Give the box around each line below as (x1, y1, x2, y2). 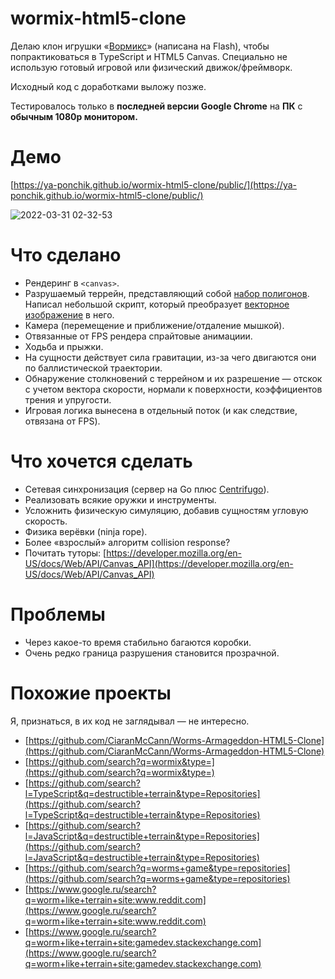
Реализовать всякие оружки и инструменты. (24, 493, 217, 506)
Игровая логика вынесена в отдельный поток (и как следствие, (24, 404, 298, 416)
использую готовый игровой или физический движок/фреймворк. (10, 61, 293, 73)
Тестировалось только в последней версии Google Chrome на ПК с (10, 100, 303, 112)
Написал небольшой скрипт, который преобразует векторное (24, 298, 290, 310)
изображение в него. (24, 308, 115, 321)
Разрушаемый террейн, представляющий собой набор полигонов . (24, 287, 310, 299)
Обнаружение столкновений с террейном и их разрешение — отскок (24, 372, 323, 384)
